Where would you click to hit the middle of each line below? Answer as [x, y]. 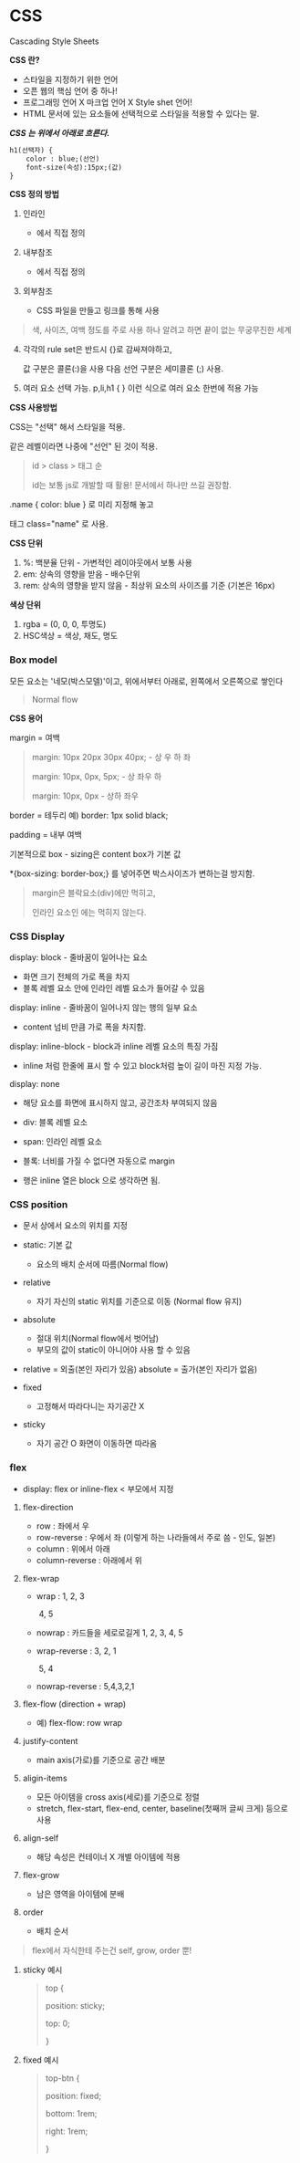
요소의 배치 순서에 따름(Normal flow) [102, 1264]
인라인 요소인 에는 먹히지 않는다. [89, 912]
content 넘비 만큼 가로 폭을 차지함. [84, 1027]
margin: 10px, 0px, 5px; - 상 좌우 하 [97, 776]
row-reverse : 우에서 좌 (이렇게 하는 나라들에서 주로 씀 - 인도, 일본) [156, 1537]
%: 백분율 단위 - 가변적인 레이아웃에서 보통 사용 [108, 563]
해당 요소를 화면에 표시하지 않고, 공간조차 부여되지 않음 [120, 1103]
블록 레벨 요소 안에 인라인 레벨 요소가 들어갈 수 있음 [114, 988]
